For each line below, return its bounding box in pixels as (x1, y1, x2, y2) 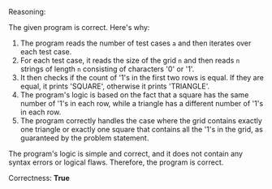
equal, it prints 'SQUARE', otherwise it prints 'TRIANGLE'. (19, 81, 210, 91)
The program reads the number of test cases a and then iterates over (19, 38, 252, 48)
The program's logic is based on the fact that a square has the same (19, 90, 249, 100)
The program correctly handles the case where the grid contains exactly (19, 116, 262, 125)
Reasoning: (8, 7, 46, 16)
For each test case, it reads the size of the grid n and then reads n (19, 56, 240, 65)
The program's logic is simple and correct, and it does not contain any (8, 149, 244, 158)
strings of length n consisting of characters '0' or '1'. (19, 64, 195, 74)
